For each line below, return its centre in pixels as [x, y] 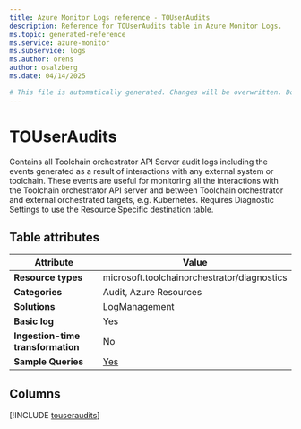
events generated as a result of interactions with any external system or [142, 171]
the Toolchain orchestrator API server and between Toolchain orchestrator [146, 190]
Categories [38, 293]
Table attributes [55, 237]
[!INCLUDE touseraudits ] [55, 416]
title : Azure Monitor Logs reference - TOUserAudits [110, 18]
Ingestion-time [47, 336]
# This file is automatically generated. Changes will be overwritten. [146, 92]
